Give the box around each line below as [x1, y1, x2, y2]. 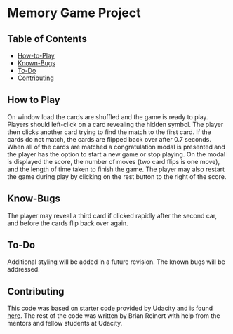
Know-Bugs [7, 193, 61, 205]
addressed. [7, 265, 40, 274]
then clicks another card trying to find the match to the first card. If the [7, 128, 212, 136]
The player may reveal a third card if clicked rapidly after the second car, [7, 211, 218, 220]
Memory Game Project [7, 5, 141, 21]
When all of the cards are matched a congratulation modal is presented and [7, 142, 226, 151]
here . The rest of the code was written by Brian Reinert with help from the [7, 312, 220, 320]
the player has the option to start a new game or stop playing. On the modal [7, 149, 226, 159]
